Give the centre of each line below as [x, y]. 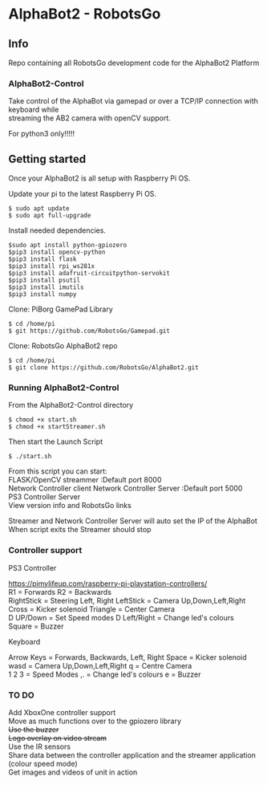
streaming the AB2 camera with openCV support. [89, 118]
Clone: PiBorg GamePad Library [61, 309]
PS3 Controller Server [44, 497]
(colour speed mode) [43, 764]
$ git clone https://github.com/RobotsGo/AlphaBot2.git [103, 368]
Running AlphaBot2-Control [64, 388]
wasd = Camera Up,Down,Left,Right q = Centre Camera [100, 665]
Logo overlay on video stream [57, 738]
